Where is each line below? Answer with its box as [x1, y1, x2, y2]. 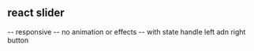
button [7, 35, 29, 45]
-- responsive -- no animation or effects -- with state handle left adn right [7, 27, 246, 36]
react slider [7, 6, 65, 20]
